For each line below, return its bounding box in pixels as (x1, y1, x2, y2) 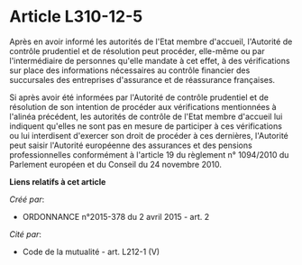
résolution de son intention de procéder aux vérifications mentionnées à (9, 101, 277, 112)
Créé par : (9, 194, 45, 205)
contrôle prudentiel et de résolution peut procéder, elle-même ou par (9, 45, 265, 56)
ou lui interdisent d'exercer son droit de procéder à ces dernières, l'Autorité (9, 130, 288, 141)
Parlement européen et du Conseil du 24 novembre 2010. (9, 159, 223, 169)
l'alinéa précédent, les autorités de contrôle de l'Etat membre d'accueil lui (9, 111, 283, 122)
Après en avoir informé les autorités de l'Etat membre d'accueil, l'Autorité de (9, 36, 293, 47)
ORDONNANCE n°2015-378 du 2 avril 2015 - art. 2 (22, 211, 210, 222)
